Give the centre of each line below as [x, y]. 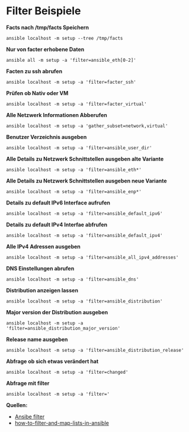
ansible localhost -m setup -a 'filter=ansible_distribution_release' [95, 350]
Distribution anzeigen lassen [42, 290]
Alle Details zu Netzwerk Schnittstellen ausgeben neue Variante [87, 181]
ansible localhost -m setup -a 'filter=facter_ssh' [71, 82]
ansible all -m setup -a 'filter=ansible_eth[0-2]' [71, 60]
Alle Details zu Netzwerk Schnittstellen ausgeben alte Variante [85, 159]
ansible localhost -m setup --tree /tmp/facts [65, 38]
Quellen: [17, 405]
